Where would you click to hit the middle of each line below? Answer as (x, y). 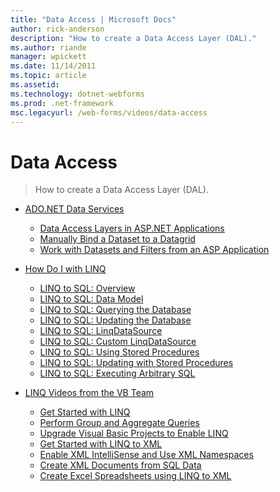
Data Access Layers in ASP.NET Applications (132, 228)
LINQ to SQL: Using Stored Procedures (119, 352)
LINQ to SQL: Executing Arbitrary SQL (117, 373)
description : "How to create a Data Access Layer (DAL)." (133, 38)
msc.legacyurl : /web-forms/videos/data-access (109, 112)
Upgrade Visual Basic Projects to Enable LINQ (134, 433)
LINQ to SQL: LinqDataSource (101, 331)
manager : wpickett (48, 57)
